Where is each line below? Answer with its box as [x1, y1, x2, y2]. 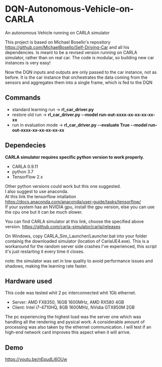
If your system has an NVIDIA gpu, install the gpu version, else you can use [5, 204, 155, 210]
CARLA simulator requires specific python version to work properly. [5, 154, 144, 160]
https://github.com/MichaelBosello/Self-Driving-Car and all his [5, 44, 130, 50]
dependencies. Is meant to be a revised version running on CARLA [5, 50, 137, 55]
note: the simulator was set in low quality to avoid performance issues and [5, 258, 153, 264]
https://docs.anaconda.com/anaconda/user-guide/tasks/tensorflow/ [5, 199, 141, 204]
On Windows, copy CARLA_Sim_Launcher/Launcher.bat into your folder [5, 233, 147, 239]
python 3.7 [12, 168, 34, 174]
